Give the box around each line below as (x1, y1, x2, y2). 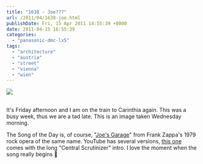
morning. (6, 119, 29, 127)
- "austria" (12, 54, 43, 61)
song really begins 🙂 (6, 151, 58, 158)
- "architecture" (12, 49, 56, 55)
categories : (6, 32, 37, 38)
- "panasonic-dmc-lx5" (12, 37, 70, 43)
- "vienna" (12, 65, 40, 72)
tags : (6, 43, 20, 50)
